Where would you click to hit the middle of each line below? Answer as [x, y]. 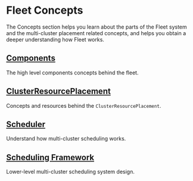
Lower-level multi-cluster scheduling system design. [71, 172]
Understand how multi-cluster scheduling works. [66, 139]
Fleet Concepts [45, 10]
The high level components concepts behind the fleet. [72, 73]
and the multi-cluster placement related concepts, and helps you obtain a [96, 33]
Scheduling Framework [50, 157]
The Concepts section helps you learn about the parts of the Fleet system [97, 27]
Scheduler [26, 124]
